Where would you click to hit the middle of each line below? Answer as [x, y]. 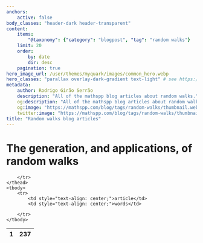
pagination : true [39, 68]
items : [25, 34]
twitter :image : [36, 113]
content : [17, 29]
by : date [39, 57]
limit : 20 [30, 46]
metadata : [19, 85]
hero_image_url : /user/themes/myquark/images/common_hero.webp [88, 74]
